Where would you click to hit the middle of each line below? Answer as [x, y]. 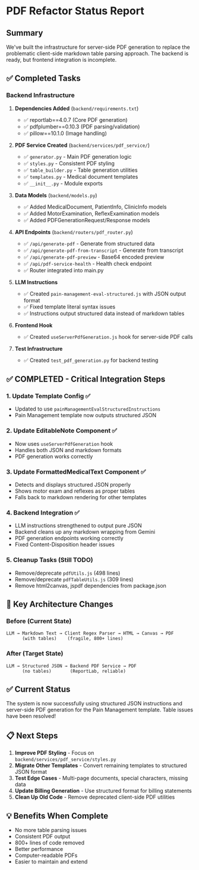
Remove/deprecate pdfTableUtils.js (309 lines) [74, 579]
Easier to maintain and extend [51, 861]
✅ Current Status [38, 689]
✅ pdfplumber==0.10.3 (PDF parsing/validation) [82, 127]
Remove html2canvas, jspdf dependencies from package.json [90, 585]
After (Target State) [35, 654]
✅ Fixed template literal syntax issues [70, 307]
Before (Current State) [39, 621]
